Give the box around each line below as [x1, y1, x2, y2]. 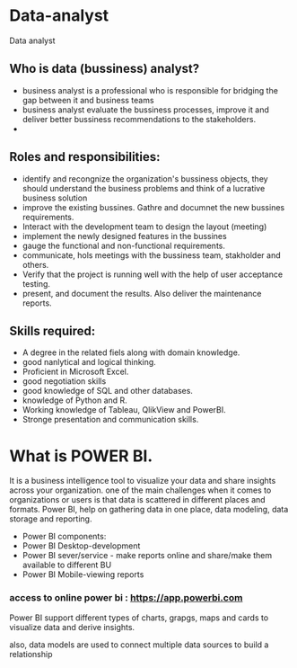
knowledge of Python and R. [22, 395, 127, 405]
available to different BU [22, 559, 112, 571]
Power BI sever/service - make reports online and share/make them [22, 550, 273, 561]
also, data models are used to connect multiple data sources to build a [9, 639, 269, 650]
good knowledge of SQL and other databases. [22, 386, 193, 396]
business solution [22, 192, 88, 203]
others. [22, 259, 49, 270]
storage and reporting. [9, 513, 92, 524]
